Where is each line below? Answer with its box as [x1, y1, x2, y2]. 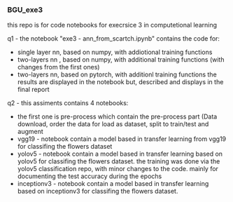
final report [17, 86, 50, 94]
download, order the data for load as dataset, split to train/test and [17, 120, 209, 128]
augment [17, 128, 43, 136]
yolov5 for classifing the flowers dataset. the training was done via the [17, 157, 220, 166]
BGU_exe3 [7, 5, 43, 15]
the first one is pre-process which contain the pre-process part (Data [17, 112, 218, 121]
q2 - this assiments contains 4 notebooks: [7, 99, 129, 107]
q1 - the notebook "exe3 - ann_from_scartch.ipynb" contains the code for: [7, 34, 220, 43]
